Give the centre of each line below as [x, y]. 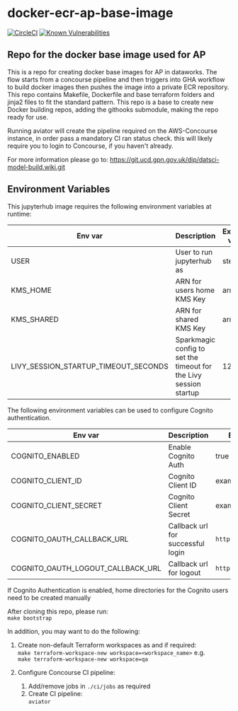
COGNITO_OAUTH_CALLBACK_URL [70, 539]
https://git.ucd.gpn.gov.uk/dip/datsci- [164, 159]
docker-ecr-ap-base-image [90, 13]
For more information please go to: [58, 159]
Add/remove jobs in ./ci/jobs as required [89, 686]
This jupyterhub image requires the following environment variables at [109, 206]
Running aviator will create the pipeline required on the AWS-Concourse [113, 131]
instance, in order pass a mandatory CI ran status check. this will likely [110, 138]
